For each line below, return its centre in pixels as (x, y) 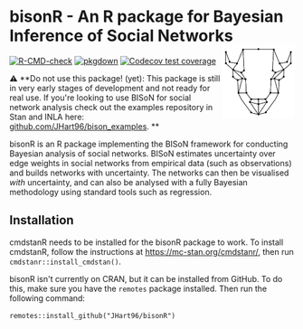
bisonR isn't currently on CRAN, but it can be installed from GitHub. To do (146, 278)
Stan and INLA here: (47, 117)
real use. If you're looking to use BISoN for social (100, 98)
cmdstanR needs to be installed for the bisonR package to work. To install (147, 242)
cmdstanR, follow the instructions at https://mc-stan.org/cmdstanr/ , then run (151, 251)
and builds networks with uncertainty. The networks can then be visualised (149, 173)
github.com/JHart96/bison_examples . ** (85, 126)
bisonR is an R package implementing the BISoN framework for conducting (149, 144)
